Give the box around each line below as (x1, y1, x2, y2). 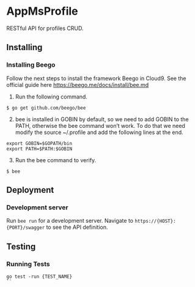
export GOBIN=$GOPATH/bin (6, 140, 72, 146)
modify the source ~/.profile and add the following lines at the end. (15, 129, 183, 136)
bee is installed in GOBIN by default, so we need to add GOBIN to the (15, 115, 189, 123)
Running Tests (6, 259, 50, 268)
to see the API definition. (46, 223, 108, 231)
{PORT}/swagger (6, 225, 45, 231)
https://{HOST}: (134, 218, 176, 225)
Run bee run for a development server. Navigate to (6, 217, 133, 225)
